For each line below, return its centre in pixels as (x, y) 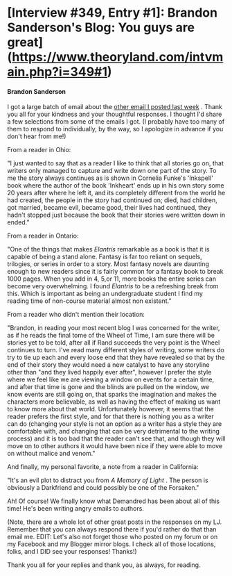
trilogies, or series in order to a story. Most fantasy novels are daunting (108, 264)
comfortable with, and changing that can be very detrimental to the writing (114, 431)
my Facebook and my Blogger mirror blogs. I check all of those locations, (111, 544)
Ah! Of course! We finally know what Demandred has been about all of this (114, 501)
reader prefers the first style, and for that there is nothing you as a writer (111, 417)
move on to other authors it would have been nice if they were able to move (115, 446)
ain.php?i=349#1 (57, 72)
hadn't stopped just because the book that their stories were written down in (116, 215)
